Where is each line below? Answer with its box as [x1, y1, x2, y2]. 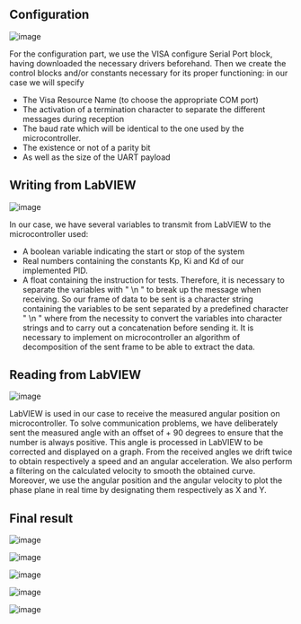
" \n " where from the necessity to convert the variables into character [22, 312, 283, 323]
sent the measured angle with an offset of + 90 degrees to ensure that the [9, 427, 284, 438]
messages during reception [22, 113, 124, 124]
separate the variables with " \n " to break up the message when [22, 284, 261, 294]
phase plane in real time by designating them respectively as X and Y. [9, 485, 267, 496]
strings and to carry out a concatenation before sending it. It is [22, 322, 254, 333]
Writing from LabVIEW [9, 178, 137, 193]
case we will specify [9, 76, 84, 88]
